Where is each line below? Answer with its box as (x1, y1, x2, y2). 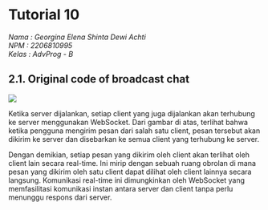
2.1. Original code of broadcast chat (8, 72, 190, 86)
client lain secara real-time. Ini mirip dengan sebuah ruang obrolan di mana (8, 158, 257, 168)
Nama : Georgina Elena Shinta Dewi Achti (8, 32, 146, 42)
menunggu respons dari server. (8, 192, 112, 202)
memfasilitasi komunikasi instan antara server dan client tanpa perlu (8, 184, 233, 193)
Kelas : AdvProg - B (8, 49, 74, 59)
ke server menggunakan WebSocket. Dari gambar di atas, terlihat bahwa (8, 117, 249, 127)
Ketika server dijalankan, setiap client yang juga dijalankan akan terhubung (8, 108, 255, 118)
